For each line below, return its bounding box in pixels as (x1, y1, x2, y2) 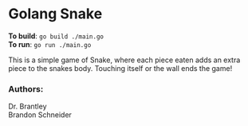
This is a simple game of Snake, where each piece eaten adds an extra (8, 55, 241, 65)
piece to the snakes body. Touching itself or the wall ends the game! (8, 63, 233, 73)
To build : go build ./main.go (8, 31, 104, 41)
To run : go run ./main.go (8, 39, 92, 49)
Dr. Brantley (8, 101, 47, 112)
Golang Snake (8, 5, 103, 23)
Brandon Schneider (8, 110, 72, 120)
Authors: (8, 83, 44, 94)
